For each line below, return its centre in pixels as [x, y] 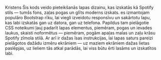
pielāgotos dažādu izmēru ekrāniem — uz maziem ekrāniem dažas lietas [77, 43]
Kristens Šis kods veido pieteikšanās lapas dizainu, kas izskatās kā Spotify [79, 7]
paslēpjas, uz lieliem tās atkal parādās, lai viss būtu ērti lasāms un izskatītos [81, 48]
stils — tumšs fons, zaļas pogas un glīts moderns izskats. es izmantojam [77, 12]
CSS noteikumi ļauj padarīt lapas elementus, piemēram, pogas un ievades [79, 28]
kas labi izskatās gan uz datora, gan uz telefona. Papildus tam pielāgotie [77, 23]
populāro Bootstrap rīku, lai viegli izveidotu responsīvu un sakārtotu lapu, [78, 18]
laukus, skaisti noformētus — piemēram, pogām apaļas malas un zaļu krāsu [80, 33]
